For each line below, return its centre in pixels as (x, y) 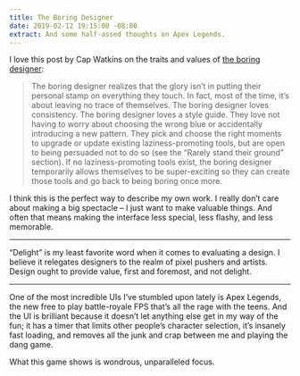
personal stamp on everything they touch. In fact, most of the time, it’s (160, 96)
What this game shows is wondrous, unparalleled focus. (112, 362)
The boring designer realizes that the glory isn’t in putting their (146, 87)
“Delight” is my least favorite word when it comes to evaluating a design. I (145, 253)
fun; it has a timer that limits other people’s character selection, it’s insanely (147, 326)
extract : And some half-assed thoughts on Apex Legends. (117, 34)
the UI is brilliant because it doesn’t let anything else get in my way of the (144, 316)
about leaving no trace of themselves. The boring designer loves (150, 105)
